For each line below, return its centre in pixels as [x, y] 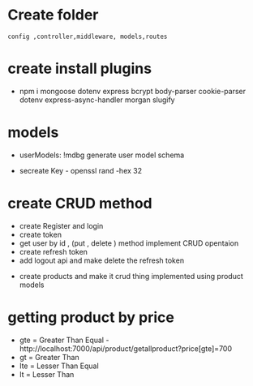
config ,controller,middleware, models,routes [88, 36]
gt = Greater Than [49, 357]
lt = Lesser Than [47, 374]
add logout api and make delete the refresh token [101, 260]
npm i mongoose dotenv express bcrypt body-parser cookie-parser [133, 91]
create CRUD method [80, 204]
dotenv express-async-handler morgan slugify [97, 100]
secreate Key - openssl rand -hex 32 [81, 170]
